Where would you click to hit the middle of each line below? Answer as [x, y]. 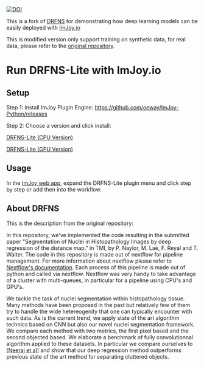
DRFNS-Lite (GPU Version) [40, 149]
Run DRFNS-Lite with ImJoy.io [84, 71]
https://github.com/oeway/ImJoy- [137, 107]
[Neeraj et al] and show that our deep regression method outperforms [94, 350]
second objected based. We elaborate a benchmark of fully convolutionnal [100, 337]
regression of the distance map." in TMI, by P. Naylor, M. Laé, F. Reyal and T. [102, 248]
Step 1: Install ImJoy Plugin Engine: [50, 107]
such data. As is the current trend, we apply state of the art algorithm [93, 318]
